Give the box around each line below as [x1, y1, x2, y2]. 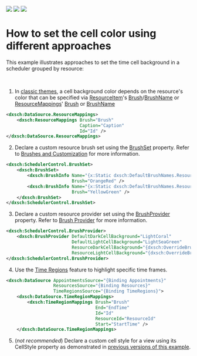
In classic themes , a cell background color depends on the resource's [14, 88, 184, 95]
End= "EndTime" [95, 304, 130, 311]
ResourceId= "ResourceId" [95, 315, 157, 321]
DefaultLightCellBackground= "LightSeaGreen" [71, 239, 182, 245]
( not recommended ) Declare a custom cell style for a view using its [14, 337, 177, 344]
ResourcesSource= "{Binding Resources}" [53, 283, 151, 289]
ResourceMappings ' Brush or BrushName [14, 100, 116, 107]
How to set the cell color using [6, 27, 157, 41]
